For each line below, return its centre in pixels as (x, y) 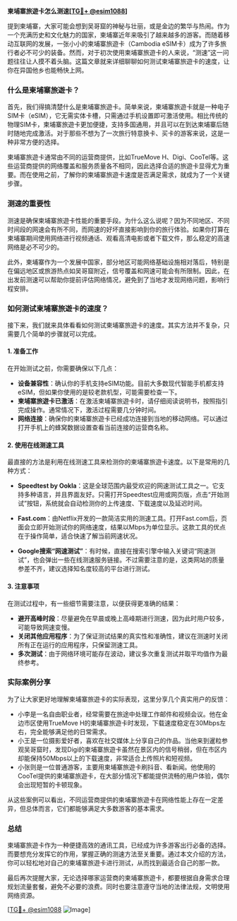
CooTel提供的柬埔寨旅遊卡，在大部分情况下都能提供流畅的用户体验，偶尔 (123, 776)
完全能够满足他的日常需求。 (70, 732)
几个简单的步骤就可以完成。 (60, 334)
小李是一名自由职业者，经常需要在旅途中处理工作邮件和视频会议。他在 (120, 714)
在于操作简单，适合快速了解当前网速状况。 (79, 536)
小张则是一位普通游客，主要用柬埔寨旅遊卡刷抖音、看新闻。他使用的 (116, 767)
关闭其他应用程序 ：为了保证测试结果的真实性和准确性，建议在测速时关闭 (122, 636)
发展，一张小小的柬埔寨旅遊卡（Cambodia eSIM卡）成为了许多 (129, 44)
